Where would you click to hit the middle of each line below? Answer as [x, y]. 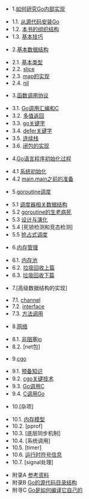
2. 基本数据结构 [30, 49]
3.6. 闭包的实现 [30, 146]
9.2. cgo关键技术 [33, 379]
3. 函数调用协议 [30, 95]
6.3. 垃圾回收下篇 [33, 275]
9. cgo [19, 359]
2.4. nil [20, 83]
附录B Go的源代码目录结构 [44, 482]
